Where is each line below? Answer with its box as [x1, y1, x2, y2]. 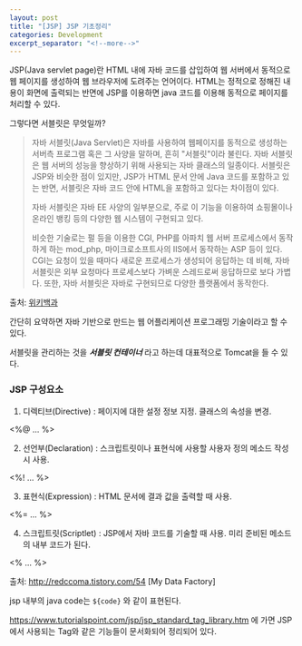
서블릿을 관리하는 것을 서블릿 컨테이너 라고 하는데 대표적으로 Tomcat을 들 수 [9, 347, 279, 358]
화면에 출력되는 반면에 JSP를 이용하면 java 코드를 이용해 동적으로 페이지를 [25, 87, 288, 98]
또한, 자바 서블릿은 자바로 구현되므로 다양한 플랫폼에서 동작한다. [44, 278, 269, 289]
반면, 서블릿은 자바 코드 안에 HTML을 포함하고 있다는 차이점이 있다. [41, 182, 279, 193]
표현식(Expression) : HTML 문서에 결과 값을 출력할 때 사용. [22, 491, 233, 502]
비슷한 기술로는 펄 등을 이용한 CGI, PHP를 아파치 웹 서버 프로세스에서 [31, 232, 277, 243]
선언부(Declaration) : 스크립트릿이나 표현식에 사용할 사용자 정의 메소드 [22, 442, 272, 454]
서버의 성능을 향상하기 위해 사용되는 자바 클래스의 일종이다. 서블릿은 [51, 160, 291, 171]
